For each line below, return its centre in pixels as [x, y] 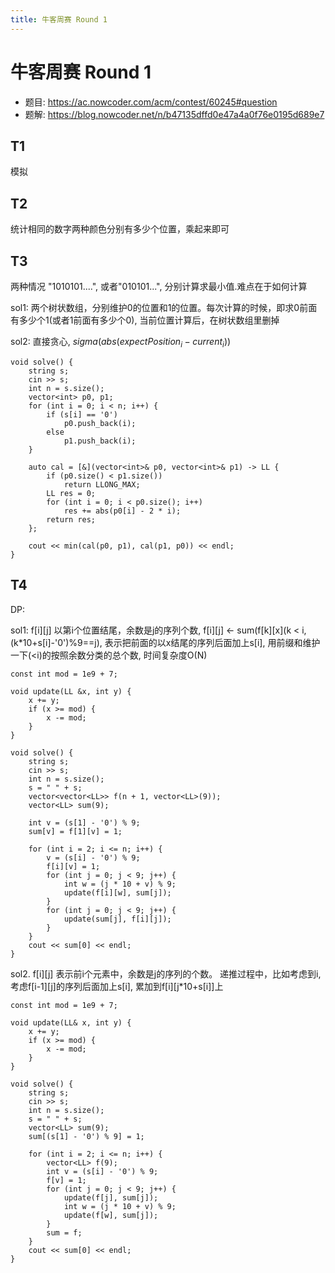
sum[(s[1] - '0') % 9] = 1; [86, 1136]
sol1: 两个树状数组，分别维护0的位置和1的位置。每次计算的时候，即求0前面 [164, 307]
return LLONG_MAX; [102, 484]
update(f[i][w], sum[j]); [117, 892]
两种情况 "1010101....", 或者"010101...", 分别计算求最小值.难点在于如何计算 [159, 286]
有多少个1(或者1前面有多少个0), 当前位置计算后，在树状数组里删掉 [145, 320]
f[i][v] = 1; [73, 866]
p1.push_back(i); [100, 441]
